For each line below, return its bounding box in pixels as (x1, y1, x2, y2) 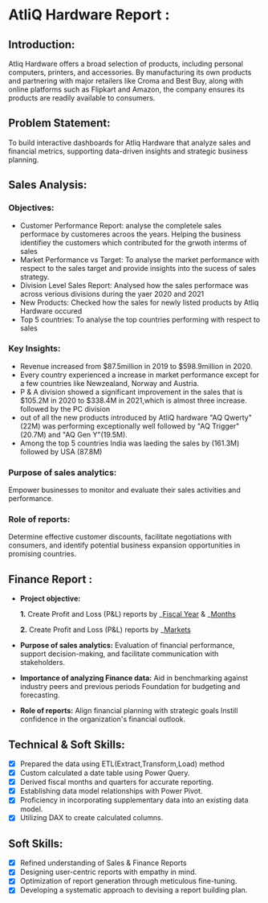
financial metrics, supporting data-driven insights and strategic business (8, 146, 249, 156)
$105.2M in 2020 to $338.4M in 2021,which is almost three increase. (19, 396, 247, 405)
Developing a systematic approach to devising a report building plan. (19, 885, 248, 895)
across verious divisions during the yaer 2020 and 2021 (19, 289, 205, 298)
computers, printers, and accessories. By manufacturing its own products (8, 68, 252, 77)
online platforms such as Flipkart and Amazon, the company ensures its (8, 84, 245, 94)
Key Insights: (8, 343, 61, 355)
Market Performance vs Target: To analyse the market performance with (19, 255, 259, 265)
